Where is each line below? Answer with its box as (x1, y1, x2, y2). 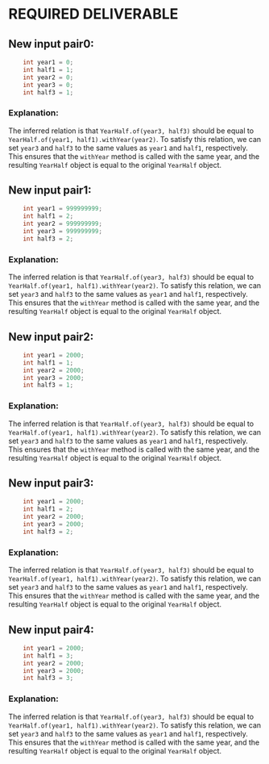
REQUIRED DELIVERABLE (8, 5, 179, 23)
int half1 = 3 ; (23, 651, 74, 660)
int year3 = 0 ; (23, 81, 74, 89)
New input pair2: (8, 330, 94, 344)
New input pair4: (8, 623, 94, 637)
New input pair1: (8, 183, 92, 198)
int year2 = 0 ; (23, 73, 74, 81)
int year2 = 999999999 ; (23, 219, 103, 228)
